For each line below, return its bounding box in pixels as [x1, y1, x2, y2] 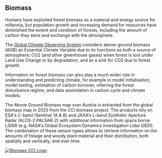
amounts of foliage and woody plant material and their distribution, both [5, 133, 149, 139]
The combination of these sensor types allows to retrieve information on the [5, 127, 157, 133]
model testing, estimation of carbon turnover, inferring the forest [5, 82, 134, 88]
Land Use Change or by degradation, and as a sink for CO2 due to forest [5, 57, 151, 63]
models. [5, 92, 21, 98]
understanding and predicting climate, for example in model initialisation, [5, 77, 151, 83]
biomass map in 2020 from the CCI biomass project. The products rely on [5, 107, 153, 113]
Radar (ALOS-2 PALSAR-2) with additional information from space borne [5, 117, 150, 123]
